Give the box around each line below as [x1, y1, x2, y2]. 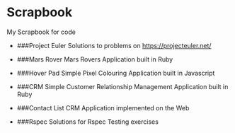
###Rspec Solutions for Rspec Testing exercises [16, 117, 159, 126]
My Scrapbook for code [6, 28, 76, 36]
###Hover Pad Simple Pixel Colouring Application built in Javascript [16, 69, 215, 77]
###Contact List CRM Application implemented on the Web [16, 103, 190, 112]
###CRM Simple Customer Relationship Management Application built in [16, 82, 229, 91]
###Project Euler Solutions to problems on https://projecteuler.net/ [16, 41, 212, 50]
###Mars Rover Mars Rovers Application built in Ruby [16, 54, 173, 64]
